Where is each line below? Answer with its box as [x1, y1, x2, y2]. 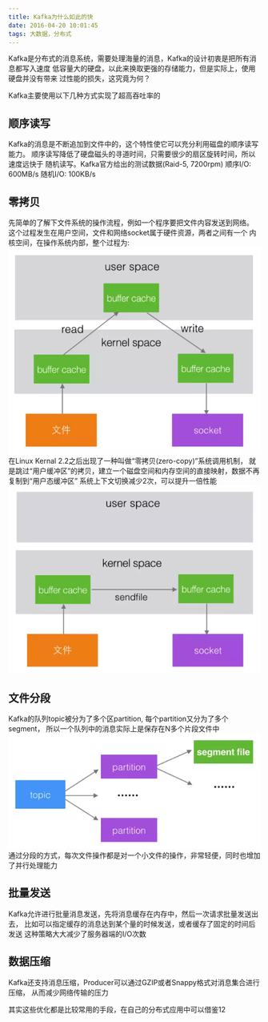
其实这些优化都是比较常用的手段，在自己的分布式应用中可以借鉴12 [8, 1004, 226, 1014]
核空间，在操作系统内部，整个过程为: [8, 238, 130, 247]
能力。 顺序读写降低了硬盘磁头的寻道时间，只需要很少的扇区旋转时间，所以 [8, 149, 256, 159]
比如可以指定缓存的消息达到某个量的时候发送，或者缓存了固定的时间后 [23, 919, 256, 928]
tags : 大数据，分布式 [8, 30, 72, 38]
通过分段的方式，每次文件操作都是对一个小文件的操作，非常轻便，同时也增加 [8, 851, 261, 860]
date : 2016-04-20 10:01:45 [8, 21, 98, 30]
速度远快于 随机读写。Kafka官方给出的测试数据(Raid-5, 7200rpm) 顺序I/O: [8, 159, 252, 169]
